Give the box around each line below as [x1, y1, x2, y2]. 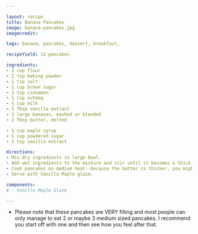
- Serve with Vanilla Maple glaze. [6, 171, 94, 177]
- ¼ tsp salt [6, 78, 38, 84]
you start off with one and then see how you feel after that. [14, 221, 158, 228]
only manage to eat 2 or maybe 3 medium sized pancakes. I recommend [14, 215, 190, 222]
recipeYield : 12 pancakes [6, 51, 70, 58]
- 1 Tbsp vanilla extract [6, 106, 70, 112]
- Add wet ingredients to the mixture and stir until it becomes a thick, [6, 160, 194, 166]
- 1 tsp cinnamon [6, 90, 49, 95]
